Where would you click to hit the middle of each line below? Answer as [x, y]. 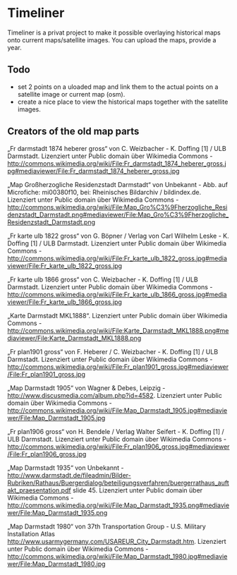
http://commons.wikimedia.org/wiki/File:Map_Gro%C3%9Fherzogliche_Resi [117, 207]
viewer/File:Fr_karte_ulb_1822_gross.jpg [65, 265]
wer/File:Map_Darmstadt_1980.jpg [56, 564]
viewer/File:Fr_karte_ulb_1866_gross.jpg [65, 302]
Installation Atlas [31, 533]
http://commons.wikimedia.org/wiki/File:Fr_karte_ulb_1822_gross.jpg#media [117, 258]
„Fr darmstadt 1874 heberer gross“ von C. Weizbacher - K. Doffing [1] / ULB [117, 148]
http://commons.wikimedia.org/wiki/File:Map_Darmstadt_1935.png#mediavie [119, 505]
